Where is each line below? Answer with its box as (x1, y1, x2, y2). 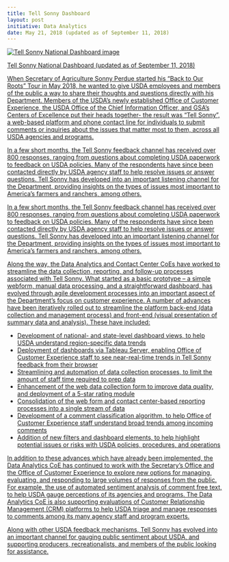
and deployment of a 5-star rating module (16, 390, 135, 398)
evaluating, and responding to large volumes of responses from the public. (7, 476, 217, 484)
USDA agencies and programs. (7, 133, 94, 141)
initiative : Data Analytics (7, 23, 87, 29)
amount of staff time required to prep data (16, 375, 136, 384)
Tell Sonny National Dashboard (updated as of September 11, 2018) (7, 61, 196, 69)
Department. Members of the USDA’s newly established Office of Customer (7, 97, 219, 105)
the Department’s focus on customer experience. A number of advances (7, 296, 211, 305)
